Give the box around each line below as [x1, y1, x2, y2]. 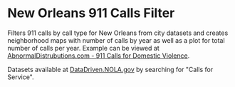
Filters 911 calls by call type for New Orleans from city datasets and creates [7, 29, 229, 37]
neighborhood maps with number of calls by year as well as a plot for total [7, 36, 226, 44]
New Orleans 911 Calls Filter [7, 5, 175, 21]
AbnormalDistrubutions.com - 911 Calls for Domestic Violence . [7, 51, 190, 60]
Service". [7, 73, 34, 81]
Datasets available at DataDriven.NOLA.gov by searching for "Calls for [7, 65, 214, 73]
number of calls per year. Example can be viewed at [7, 43, 160, 52]
